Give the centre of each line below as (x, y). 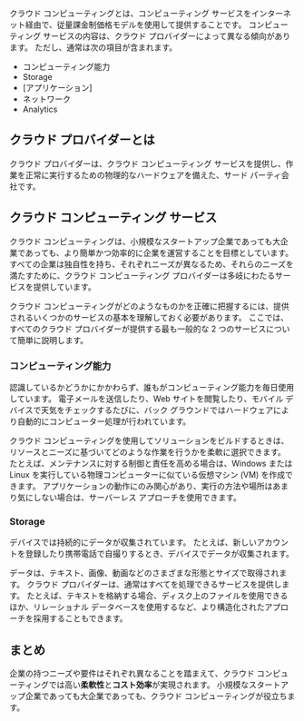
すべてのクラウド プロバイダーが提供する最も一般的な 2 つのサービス (138, 329)
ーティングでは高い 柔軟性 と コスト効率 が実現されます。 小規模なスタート (145, 685)
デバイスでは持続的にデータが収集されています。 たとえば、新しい (133, 542)
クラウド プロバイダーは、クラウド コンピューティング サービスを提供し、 (147, 163)
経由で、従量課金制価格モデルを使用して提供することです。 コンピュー (157, 25)
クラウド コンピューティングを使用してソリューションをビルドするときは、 (149, 440)
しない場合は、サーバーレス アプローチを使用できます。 (137, 497)
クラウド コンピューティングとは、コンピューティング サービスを (131, 13)
